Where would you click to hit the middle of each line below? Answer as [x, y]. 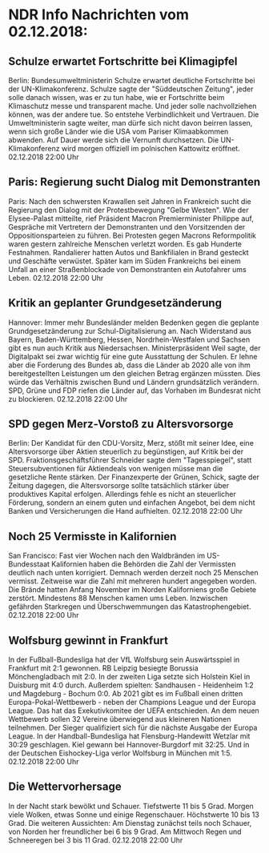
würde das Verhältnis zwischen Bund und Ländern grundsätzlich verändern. [134, 382]
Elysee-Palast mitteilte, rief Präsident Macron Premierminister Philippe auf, [131, 218]
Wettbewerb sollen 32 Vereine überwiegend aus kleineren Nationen [120, 719]
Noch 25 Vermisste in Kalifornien [92, 537]
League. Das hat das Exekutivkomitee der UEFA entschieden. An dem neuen [134, 711]
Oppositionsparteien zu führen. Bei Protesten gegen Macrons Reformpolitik [132, 235]
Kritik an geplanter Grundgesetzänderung [115, 303]
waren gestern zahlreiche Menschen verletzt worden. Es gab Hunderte [125, 244]
